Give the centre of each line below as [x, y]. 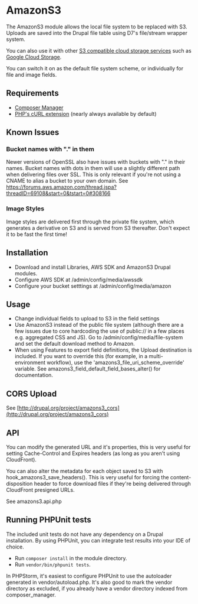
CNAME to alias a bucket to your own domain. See [67, 181]
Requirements [32, 93]
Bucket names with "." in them [50, 150]
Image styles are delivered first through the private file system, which [90, 222]
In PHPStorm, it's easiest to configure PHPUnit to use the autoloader [89, 576]
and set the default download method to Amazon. [75, 344]
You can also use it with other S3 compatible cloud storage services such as [99, 50]
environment [30, 363]
